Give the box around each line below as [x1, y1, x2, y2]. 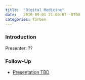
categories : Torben [5, 17, 47, 22]
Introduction [5, 33, 36, 41]
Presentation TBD [12, 69, 50, 75]
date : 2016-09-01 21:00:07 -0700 [5, 12, 80, 17]
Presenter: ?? [5, 45, 33, 51]
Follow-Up [5, 58, 31, 65]
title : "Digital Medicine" [5, 7, 65, 13]
